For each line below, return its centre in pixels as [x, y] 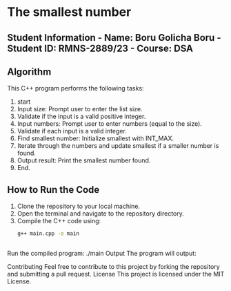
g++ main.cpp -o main [48, 234]
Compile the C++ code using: [59, 221]
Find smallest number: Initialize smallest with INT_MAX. [96, 138]
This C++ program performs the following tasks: [76, 88]
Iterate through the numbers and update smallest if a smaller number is [118, 146]
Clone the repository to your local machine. [78, 206]
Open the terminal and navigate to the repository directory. [101, 214]
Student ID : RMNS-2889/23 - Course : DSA [100, 48]
